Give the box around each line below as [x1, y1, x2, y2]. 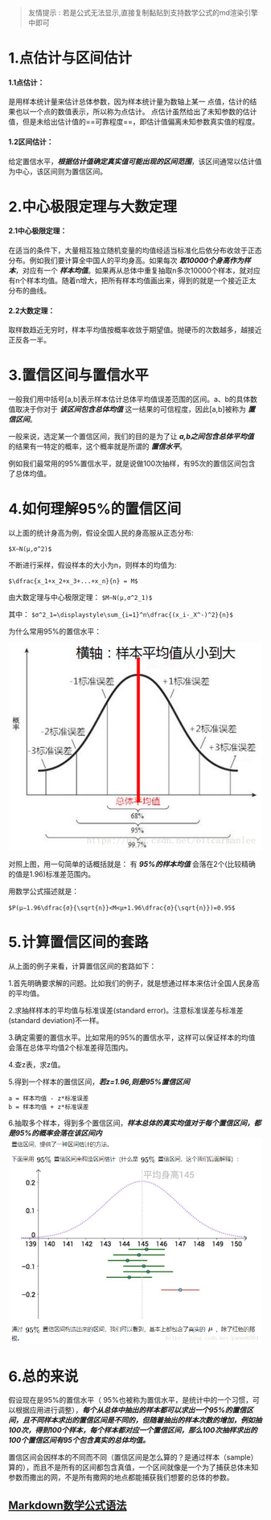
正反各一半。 [8, 335, 51, 345]
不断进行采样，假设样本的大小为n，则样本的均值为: [8, 561, 177, 570]
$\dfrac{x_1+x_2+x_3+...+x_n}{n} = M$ [8, 577, 138, 585]
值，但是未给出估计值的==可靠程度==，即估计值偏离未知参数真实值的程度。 [8, 117, 260, 127]
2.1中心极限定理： [8, 226, 68, 236]
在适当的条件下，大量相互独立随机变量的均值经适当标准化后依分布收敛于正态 [8, 245, 262, 255]
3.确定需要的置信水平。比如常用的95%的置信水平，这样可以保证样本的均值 [8, 1033, 256, 1042]
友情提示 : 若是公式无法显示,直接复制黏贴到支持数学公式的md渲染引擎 [27, 8, 259, 17]
